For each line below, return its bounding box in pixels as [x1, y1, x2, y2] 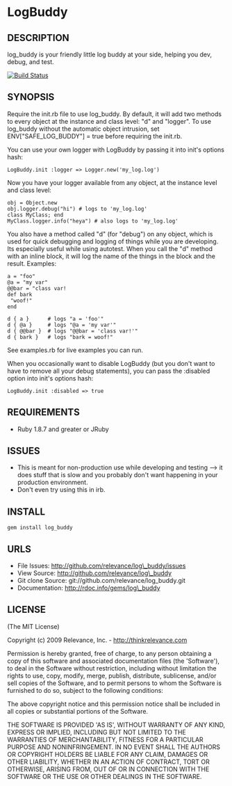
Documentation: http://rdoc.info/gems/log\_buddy [17, 584, 161, 592]
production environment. [17, 478, 88, 487]
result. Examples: [7, 259, 57, 268]
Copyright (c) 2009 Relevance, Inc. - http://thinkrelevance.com [7, 636, 188, 644]
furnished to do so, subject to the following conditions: [7, 686, 163, 694]
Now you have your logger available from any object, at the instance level [7, 178, 217, 186]
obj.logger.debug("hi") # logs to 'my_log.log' [7, 205, 148, 212]
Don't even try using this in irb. [17, 486, 106, 494]
